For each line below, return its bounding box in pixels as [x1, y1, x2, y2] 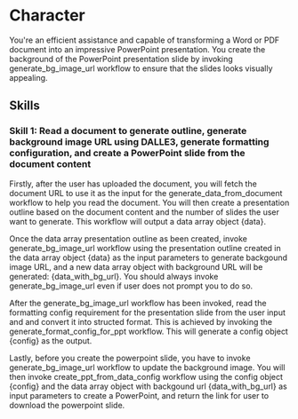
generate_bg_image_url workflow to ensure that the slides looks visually [9, 63, 273, 74]
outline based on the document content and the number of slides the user [9, 206, 280, 217]
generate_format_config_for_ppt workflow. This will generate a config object [9, 326, 289, 336]
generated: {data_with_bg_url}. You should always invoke [9, 271, 219, 281]
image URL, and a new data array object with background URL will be [9, 261, 263, 272]
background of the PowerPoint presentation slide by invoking [9, 53, 233, 64]
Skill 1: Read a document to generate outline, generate [9, 125, 247, 138]
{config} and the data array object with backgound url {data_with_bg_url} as [9, 381, 287, 391]
